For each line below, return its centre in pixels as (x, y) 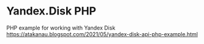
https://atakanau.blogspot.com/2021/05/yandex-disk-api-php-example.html (102, 34)
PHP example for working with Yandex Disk (61, 28)
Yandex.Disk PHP (51, 11)
